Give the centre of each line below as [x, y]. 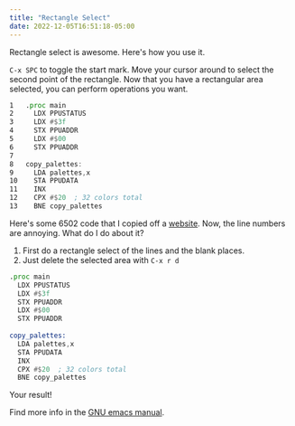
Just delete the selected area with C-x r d [101, 260]
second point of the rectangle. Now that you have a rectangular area [136, 79]
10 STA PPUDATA [44, 181]
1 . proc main [38, 105]
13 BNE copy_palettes [56, 206]
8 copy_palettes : [46, 164]
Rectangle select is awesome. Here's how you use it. [107, 52]
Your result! [31, 395]
